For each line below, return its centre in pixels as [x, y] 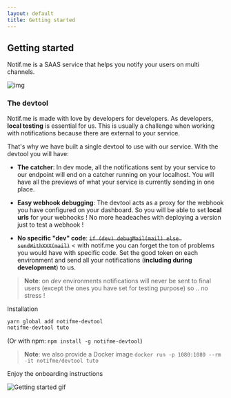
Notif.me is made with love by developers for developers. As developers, [110, 118]
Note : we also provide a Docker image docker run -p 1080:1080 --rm [122, 354]
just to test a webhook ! [50, 225]
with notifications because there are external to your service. [94, 133]
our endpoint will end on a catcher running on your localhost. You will [115, 174]
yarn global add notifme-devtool [55, 321]
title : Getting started [41, 20]
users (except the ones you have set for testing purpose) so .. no [116, 288]
